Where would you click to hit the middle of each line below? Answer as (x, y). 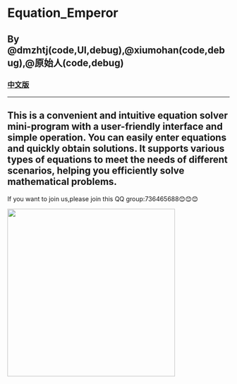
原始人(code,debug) (79, 62)
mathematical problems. (62, 182)
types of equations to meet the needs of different (117, 160)
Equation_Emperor (63, 13)
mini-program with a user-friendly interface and (115, 127)
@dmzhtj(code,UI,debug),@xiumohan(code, (108, 50)
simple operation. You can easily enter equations (117, 138)
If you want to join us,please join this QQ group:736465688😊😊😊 (103, 198)
